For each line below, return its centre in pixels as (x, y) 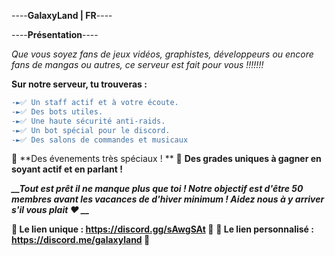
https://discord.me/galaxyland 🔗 (81, 240)
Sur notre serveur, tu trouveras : (79, 84)
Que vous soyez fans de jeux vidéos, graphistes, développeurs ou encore (162, 54)
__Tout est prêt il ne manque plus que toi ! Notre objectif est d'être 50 (157, 189)
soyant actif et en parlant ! (67, 169)
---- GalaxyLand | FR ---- (62, 15)
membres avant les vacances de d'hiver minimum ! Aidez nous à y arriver (168, 199)
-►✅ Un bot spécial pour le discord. (91, 130)
